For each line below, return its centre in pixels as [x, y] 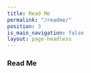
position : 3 [24, 26]
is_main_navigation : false [45, 33]
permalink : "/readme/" [39, 20]
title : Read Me [29, 13]
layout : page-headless [39, 39]
